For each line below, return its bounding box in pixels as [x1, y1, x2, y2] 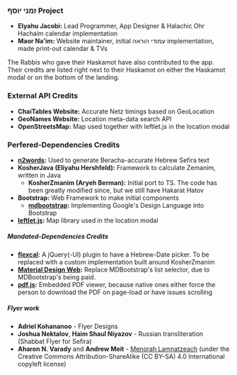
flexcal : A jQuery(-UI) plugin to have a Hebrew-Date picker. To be [17, 250, 210, 259]
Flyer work [7, 304, 40, 313]
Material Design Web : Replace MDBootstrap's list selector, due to [17, 265, 210, 274]
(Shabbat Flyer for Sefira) [17, 337, 92, 345]
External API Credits [7, 91, 79, 101]
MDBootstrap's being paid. [17, 272, 96, 281]
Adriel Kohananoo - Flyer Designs [17, 322, 118, 330]
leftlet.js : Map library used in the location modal [17, 216, 158, 225]
